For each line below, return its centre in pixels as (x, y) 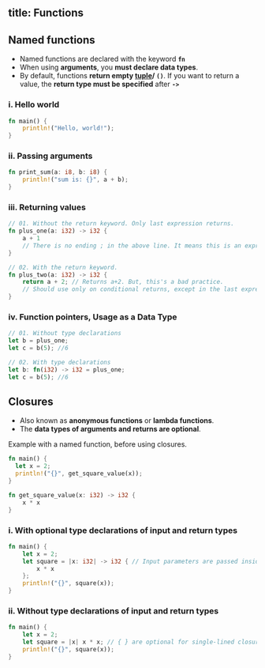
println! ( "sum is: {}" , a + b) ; (75, 180)
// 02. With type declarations (60, 363)
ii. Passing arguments (50, 156)
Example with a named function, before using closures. (98, 444)
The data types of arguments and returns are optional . (110, 429)
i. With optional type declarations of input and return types (123, 530)
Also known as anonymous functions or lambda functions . (117, 421)
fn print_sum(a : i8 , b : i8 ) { (58, 172)
